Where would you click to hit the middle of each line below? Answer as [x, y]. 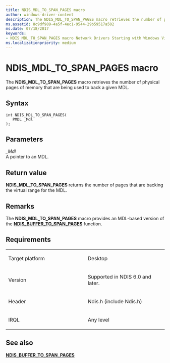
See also [19, 343]
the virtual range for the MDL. [36, 190]
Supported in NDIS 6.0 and [120, 276]
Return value [26, 173]
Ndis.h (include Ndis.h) [115, 301]
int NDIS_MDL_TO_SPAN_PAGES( [36, 115]
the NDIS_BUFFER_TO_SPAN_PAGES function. [54, 224]
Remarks [20, 206]
